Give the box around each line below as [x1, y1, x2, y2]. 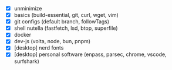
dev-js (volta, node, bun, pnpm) [14, 38, 91, 45]
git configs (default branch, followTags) [14, 18, 110, 25]
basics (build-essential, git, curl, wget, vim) [14, 12, 119, 19]
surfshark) [14, 58, 39, 65]
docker [14, 32, 32, 38]
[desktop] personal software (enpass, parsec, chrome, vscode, [14, 51, 167, 58]
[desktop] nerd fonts [14, 44, 64, 51]
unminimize [14, 5, 42, 12]
